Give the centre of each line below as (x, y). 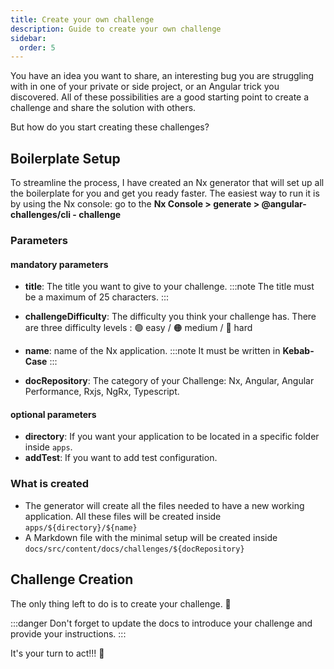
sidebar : (28, 38)
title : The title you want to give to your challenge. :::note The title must (169, 287)
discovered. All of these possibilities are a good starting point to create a (160, 97)
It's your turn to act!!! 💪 (57, 653)
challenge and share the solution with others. (103, 108)
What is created (50, 484)
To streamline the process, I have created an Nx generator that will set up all (167, 183)
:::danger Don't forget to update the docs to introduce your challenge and (161, 623)
